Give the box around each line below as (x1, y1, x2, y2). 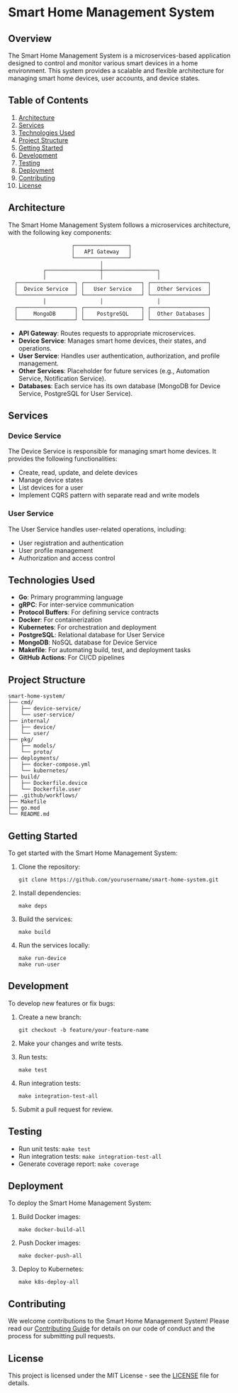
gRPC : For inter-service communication (18, 600, 134, 609)
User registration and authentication (18, 539, 124, 547)
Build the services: (18, 915, 73, 923)
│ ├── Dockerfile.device (8, 780, 88, 787)
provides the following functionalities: (8, 455, 118, 463)
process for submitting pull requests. (8, 1332, 115, 1340)
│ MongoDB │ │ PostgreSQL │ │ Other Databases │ (14, 310, 212, 317)
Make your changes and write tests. (18, 1039, 123, 1047)
